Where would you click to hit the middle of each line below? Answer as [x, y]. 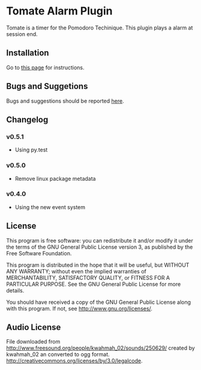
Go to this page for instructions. [46, 67]
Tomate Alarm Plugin [59, 11]
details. [15, 290]
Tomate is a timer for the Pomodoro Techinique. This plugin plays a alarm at [100, 28]
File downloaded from [33, 342]
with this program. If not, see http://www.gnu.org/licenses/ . [79, 308]
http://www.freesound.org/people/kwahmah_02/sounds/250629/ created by [100, 348]
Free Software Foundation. [39, 253]
